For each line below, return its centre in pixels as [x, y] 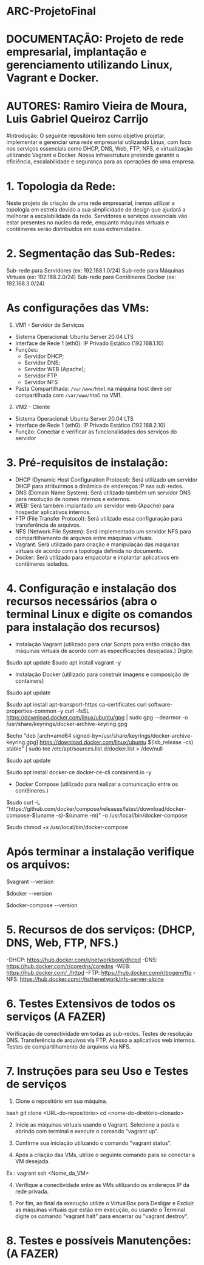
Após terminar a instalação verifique [100, 852]
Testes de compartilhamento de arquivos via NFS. [69, 1046]
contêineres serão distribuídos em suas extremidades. [74, 229]
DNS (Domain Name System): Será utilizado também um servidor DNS [103, 493]
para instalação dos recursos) [83, 628]
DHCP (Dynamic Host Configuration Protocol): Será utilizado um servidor [106, 480]
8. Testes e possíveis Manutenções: [99, 1240]
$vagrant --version [30, 882]
